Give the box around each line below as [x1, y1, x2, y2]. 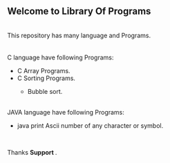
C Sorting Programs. [17, 74, 76, 82]
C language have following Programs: [7, 53, 114, 61]
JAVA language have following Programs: [7, 108, 124, 116]
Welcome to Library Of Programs [7, 6, 151, 17]
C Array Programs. [17, 66, 70, 75]
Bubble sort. [27, 87, 63, 95]
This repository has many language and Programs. [7, 31, 151, 39]
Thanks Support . [7, 148, 57, 156]
